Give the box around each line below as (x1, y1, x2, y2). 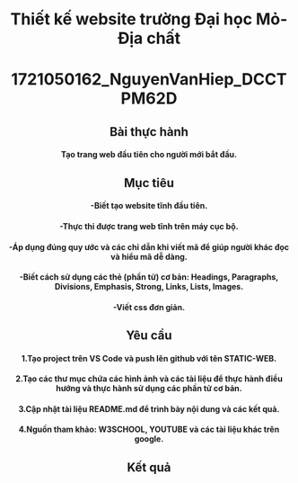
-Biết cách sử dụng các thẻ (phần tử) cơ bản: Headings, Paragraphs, (19, 272, 279, 282)
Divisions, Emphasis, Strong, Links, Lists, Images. (54, 282, 244, 292)
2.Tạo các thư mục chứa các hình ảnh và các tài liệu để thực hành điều (15, 373, 283, 384)
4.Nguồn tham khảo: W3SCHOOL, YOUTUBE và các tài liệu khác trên (18, 424, 280, 435)
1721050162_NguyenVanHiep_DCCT (11, 69, 287, 90)
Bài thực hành (109, 124, 189, 139)
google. (134, 434, 164, 444)
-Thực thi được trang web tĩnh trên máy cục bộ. (59, 220, 239, 231)
